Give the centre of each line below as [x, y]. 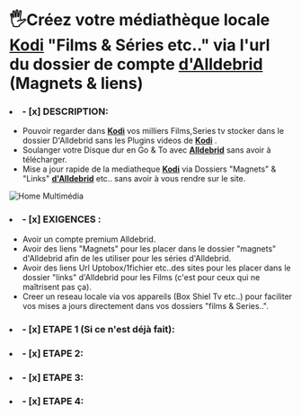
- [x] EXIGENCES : [62, 219]
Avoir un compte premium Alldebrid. [89, 239]
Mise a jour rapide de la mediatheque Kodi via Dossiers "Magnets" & [149, 169]
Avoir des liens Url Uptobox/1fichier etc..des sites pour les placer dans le [156, 268]
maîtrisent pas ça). [57, 287]
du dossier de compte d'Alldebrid [136, 64]
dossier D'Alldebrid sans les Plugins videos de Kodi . [120, 141]
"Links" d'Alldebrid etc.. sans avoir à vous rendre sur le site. [134, 179]
